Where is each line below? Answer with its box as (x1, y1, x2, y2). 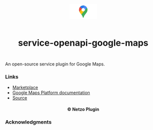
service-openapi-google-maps (18, 37, 149, 49)
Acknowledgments (5, 118, 52, 125)
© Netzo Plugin (67, 106, 100, 112)
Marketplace (12, 85, 38, 91)
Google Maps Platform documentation (12, 90, 90, 96)
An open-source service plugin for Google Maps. (5, 61, 105, 67)
